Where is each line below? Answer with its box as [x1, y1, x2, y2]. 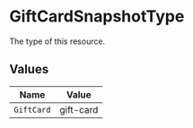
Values [9, 62, 49, 77]
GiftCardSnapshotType [9, 6, 185, 27]
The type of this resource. [9, 36, 106, 47]
